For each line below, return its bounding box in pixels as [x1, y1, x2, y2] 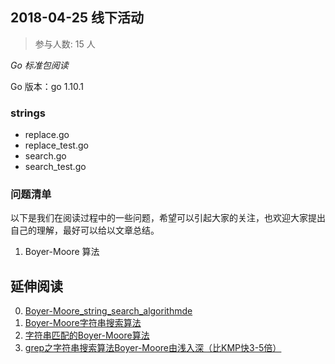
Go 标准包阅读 [10, 59, 69, 71]
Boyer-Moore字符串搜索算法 [24, 317, 142, 329]
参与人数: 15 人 [34, 38, 96, 50]
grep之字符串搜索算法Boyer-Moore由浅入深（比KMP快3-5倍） [24, 342, 282, 354]
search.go [24, 150, 67, 162]
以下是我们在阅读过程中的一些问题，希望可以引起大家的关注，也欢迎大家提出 [10, 212, 326, 224]
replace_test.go [24, 139, 89, 152]
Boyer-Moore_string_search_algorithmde [24, 305, 193, 317]
